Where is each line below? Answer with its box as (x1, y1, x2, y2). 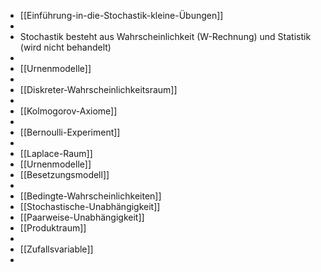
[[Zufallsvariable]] (19, 243, 94, 255)
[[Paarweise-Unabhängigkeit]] (19, 211, 145, 223)
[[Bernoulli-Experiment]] (19, 126, 121, 138)
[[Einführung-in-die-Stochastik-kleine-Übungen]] (19, 10, 224, 21)
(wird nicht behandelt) (19, 41, 112, 53)
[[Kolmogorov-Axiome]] (19, 105, 118, 117)
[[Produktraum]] (19, 222, 87, 234)
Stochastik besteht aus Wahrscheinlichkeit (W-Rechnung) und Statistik (19, 31, 312, 42)
